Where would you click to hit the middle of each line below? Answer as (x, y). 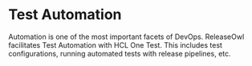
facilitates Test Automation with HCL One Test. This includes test (116, 45)
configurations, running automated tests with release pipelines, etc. (120, 53)
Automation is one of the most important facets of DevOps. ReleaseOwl (126, 37)
